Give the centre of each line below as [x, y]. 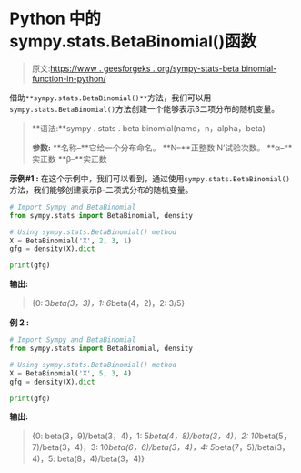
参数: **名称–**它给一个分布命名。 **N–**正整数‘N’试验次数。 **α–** [162, 148]
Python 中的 [55, 19]
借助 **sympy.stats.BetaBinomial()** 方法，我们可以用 [110, 98]
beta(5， [275, 436]
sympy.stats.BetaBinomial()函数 [133, 41]
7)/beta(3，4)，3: [65, 447]
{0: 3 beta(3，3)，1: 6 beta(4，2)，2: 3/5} [108, 303]
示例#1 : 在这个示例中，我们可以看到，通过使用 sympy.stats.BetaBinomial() [150, 178]
